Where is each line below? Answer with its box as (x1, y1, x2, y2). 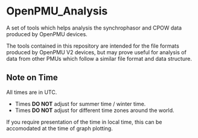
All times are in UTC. (6, 89, 57, 96)
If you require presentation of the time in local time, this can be (6, 118, 162, 125)
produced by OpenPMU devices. (6, 30, 88, 37)
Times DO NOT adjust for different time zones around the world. (14, 107, 174, 114)
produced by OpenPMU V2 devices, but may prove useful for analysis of (6, 48, 187, 55)
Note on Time (6, 72, 59, 83)
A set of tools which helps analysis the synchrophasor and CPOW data (6, 24, 182, 31)
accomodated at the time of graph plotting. (6, 125, 113, 132)
